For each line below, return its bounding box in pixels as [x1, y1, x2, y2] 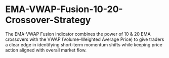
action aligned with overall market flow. [5, 47, 87, 53]
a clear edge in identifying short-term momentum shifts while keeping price [5, 41, 163, 47]
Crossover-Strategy [5, 14, 91, 26]
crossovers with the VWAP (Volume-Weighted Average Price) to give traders [5, 36, 164, 42]
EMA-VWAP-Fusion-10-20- [5, 4, 123, 15]
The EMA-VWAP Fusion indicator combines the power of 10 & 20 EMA [5, 31, 151, 37]
